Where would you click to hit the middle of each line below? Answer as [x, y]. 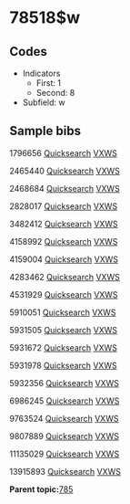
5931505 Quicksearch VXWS [64, 330]
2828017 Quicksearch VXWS [64, 206]
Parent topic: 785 [41, 489]
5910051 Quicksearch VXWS [63, 312]
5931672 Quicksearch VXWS [64, 347]
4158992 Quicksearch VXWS [64, 241]
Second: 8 [55, 93]
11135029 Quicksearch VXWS [65, 454]
